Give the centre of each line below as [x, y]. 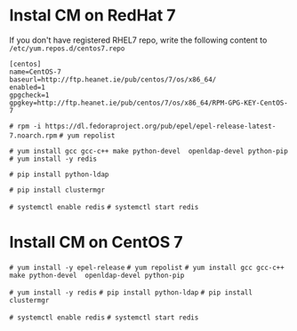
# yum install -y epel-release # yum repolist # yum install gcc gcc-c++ [147, 267]
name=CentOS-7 [36, 72]
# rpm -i [25, 126]
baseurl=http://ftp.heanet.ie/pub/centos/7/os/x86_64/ [113, 79]
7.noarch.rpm [33, 135]
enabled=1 [28, 87]
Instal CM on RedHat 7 [92, 16]
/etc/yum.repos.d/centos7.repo [67, 48]
